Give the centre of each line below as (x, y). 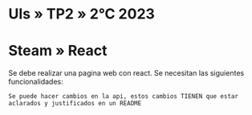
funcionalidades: (36, 82)
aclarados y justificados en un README (75, 104)
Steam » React (58, 51)
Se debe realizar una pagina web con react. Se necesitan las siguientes (126, 73)
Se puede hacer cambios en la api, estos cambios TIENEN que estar (124, 97)
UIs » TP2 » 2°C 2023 (81, 14)
